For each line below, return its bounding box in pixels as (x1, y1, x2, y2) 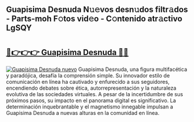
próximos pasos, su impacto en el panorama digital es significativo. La (6, 97, 176, 104)
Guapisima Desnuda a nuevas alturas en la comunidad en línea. (6, 110, 160, 116)
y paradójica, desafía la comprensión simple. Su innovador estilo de (6, 72, 170, 79)
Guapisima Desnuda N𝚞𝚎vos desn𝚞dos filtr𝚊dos (6, 5, 188, 15)
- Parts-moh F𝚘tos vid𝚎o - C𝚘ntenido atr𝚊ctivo (6, 14, 183, 24)
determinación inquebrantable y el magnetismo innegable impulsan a (6, 103, 173, 110)
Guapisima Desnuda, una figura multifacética (78, 66, 188, 73)
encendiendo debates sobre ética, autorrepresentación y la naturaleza (6, 84, 176, 91)
